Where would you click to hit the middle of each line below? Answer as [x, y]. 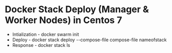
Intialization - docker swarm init [45, 34]
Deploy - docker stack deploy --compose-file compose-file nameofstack [89, 40]
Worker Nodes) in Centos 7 [63, 20]
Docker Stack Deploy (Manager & [77, 9]
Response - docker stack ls [41, 45]
